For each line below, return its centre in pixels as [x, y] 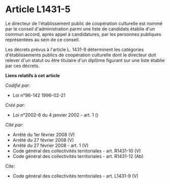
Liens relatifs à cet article [33, 75]
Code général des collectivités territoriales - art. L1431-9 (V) [76, 176]
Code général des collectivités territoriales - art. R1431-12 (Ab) [78, 156]
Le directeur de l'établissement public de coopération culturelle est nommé [84, 23]
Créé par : [15, 105]
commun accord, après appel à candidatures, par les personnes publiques [83, 34]
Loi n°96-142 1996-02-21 [39, 95]
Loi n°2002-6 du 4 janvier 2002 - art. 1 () [55, 115]
